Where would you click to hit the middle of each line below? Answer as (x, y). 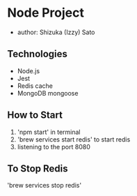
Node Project (46, 13)
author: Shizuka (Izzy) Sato (56, 32)
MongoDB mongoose (48, 93)
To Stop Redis (38, 168)
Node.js (29, 70)
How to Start (35, 115)
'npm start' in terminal (49, 132)
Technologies (38, 54)
